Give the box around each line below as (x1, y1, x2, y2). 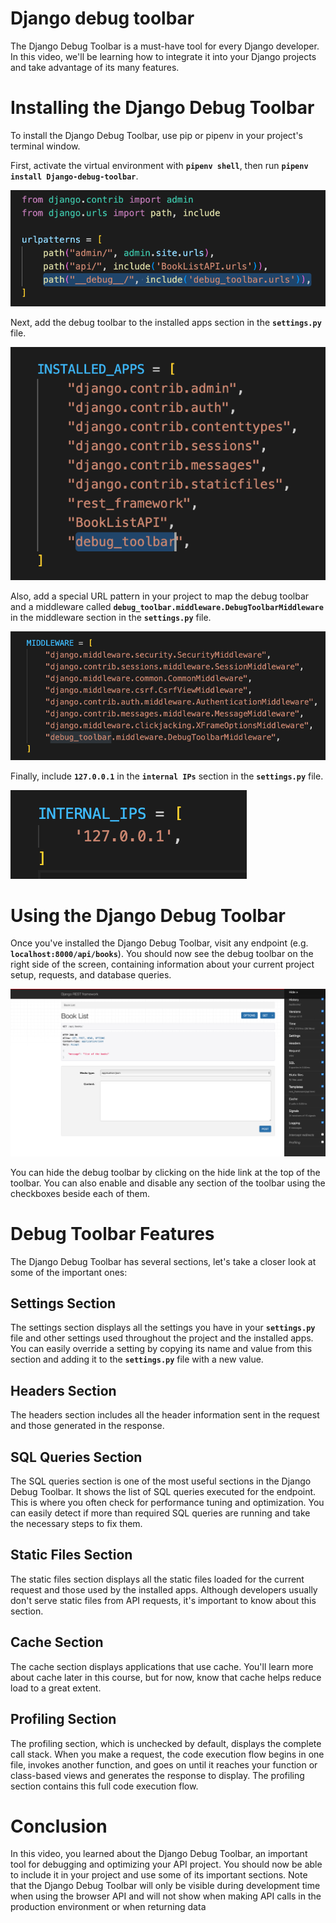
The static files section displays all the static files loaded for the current (10, 1573, 305, 1585)
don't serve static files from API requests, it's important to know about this (10, 1594, 317, 1606)
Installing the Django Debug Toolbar (10, 97, 315, 119)
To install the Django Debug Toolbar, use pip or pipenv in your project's (10, 129, 303, 141)
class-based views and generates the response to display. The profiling (10, 1769, 305, 1781)
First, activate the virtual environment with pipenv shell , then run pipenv (10, 159, 309, 171)
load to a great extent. (10, 1682, 102, 1694)
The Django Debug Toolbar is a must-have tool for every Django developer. (10, 40, 320, 52)
